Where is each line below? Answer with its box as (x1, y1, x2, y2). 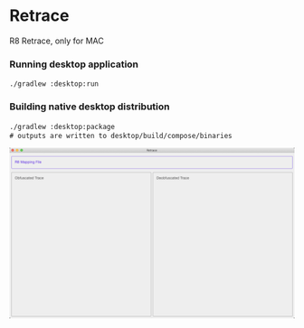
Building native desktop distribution (9, 100, 170, 113)
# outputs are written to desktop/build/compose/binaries (9, 131, 233, 140)
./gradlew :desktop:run (9, 80, 100, 89)
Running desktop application (9, 58, 138, 70)
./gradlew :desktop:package (9, 122, 116, 131)
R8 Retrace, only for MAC (9, 35, 104, 46)
